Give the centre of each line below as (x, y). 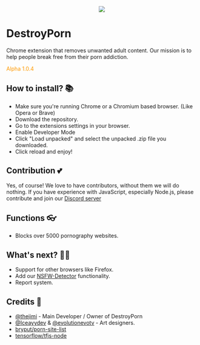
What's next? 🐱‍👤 (38, 255)
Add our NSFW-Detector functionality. (62, 276)
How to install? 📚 (40, 89)
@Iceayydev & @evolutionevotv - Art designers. (75, 323)
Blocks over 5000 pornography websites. (67, 236)
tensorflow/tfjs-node (41, 336)
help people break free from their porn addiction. (67, 57)
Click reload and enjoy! (44, 152)
